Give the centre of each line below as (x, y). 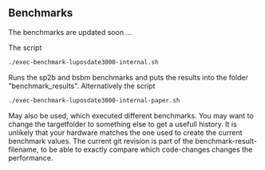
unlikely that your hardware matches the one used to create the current (125, 132)
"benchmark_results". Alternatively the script (82, 86)
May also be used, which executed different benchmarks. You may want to (131, 115)
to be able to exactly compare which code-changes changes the (146, 149)
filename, (24, 149)
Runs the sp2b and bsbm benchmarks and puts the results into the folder (129, 77)
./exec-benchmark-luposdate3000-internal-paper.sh (94, 100)
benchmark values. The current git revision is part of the (101, 141)
